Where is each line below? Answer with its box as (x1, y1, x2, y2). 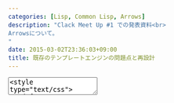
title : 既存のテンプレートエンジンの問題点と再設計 (8, 54, 155, 62)
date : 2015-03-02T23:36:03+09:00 (8, 46, 118, 54)
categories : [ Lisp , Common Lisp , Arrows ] (8, 13, 146, 20)
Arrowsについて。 (8, 29, 59, 37)
